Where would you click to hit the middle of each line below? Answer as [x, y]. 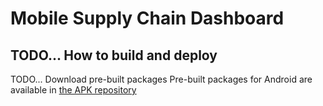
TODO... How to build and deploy [114, 55]
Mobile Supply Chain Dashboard [147, 18]
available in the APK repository [73, 90]
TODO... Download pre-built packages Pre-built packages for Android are [161, 79]
